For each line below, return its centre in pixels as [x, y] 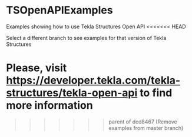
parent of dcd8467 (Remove [143, 122]
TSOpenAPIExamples [59, 10]
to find [156, 93]
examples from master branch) [146, 128]
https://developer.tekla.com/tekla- [93, 81]
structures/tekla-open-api [72, 93]
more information [49, 106]
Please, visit [37, 68]
